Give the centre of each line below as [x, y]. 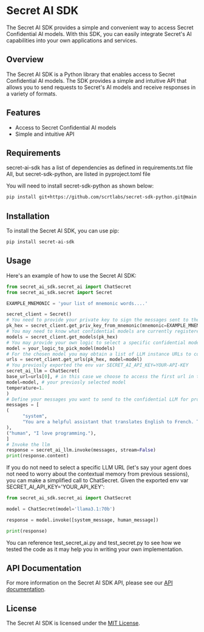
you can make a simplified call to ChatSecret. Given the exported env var [97, 480]
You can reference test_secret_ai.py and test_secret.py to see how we [93, 542]
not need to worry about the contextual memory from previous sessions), [98, 474]
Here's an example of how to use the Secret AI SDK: [71, 275]
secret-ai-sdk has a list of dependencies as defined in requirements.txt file [100, 167]
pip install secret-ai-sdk [40, 242]
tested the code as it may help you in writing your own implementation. [95, 549]
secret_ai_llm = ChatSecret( [43, 371]
